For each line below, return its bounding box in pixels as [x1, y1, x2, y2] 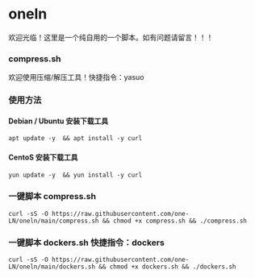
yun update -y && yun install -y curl [8, 171, 143, 179]
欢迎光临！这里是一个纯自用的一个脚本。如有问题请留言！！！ [8, 32, 214, 42]
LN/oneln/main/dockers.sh [8, 263, 95, 271]
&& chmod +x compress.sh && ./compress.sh [102, 217, 248, 225]
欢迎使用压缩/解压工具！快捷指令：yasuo [8, 73, 144, 82]
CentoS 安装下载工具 [8, 152, 78, 162]
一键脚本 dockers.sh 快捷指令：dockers [8, 237, 165, 248]
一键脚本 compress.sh [8, 191, 97, 202]
